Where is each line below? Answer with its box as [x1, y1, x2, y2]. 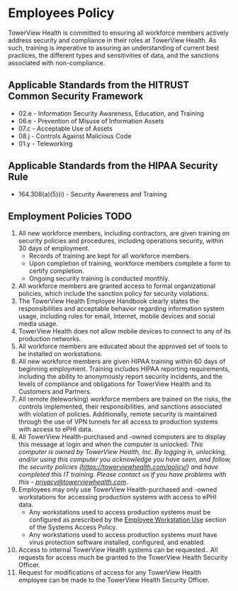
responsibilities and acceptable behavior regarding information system [18, 304, 225, 313]
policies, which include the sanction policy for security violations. [18, 289, 209, 298]
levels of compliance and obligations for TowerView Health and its [18, 380, 212, 388]
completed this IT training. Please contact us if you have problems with [18, 470, 227, 479]
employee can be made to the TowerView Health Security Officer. [18, 576, 210, 585]
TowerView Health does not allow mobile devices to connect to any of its [18, 327, 231, 336]
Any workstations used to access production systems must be [28, 508, 211, 517]
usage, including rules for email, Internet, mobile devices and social [18, 312, 215, 321]
